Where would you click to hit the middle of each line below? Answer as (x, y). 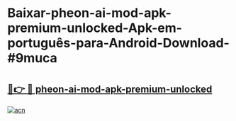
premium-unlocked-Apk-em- (95, 28)
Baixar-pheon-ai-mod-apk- (89, 13)
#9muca (33, 58)
